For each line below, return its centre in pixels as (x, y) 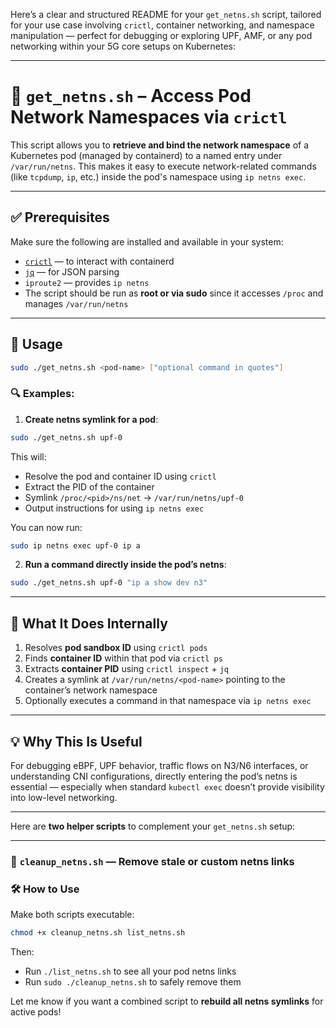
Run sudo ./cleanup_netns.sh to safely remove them (133, 982)
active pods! (36, 1012)
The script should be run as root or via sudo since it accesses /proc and (174, 293)
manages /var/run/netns (76, 303)
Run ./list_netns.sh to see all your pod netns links (130, 971)
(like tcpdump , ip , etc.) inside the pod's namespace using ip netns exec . (158, 176)
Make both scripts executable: (72, 915)
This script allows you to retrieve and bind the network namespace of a (160, 145)
